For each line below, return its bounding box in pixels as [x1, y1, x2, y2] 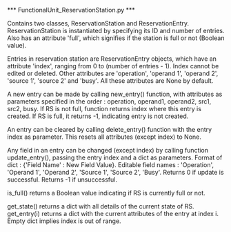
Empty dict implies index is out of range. [7, 217, 122, 225]
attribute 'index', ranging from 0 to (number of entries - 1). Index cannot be [7, 62, 219, 70]
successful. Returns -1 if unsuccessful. [7, 175, 117, 184]
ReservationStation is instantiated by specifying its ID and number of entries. [7, 27, 225, 35]
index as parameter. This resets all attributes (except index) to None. [7, 133, 202, 141]
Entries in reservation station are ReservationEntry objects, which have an [7, 55, 217, 63]
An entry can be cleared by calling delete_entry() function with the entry [7, 126, 212, 133]
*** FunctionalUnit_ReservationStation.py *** [7, 6, 136, 14]
